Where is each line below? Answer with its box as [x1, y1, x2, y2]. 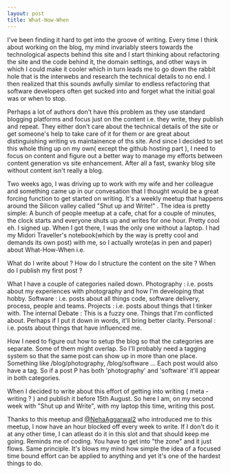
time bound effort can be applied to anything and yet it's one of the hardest [7, 451, 221, 460]
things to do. [7, 459, 43, 467]
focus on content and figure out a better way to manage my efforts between [7, 151, 222, 159]
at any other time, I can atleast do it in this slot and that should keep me [7, 429, 210, 438]
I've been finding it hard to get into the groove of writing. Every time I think [7, 35, 218, 43]
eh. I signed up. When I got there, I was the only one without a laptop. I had [7, 224, 220, 232]
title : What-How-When [7, 17, 70, 23]
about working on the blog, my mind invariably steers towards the [7, 43, 194, 51]
